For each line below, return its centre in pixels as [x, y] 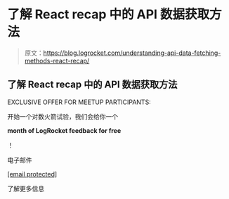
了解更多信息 [26, 188]
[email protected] [32, 174]
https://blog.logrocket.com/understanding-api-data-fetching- [132, 53]
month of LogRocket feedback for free [64, 130]
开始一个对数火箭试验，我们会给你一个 [63, 116]
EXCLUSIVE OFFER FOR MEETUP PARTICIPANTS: [79, 102]
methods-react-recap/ [57, 60]
